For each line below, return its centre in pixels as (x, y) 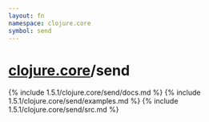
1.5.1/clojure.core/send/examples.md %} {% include (93, 101)
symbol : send (30, 31)
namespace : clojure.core (50, 23)
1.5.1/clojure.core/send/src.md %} (64, 110)
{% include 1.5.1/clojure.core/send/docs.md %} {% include (104, 92)
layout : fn (26, 16)
